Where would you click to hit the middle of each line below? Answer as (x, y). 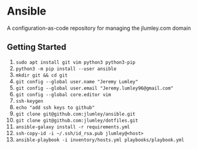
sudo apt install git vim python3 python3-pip (75, 62)
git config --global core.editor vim (63, 95)
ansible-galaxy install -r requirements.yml (73, 127)
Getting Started (37, 47)
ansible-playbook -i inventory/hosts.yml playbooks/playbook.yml (100, 140)
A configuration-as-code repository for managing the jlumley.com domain (99, 28)
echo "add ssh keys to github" (55, 108)
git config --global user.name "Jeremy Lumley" (77, 81)
